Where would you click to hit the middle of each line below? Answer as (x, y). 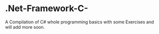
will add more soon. (25, 27)
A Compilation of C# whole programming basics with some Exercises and (79, 22)
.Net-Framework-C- (47, 8)
